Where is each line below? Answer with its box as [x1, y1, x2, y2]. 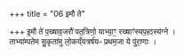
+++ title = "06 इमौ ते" [9, 9, 86, 19]
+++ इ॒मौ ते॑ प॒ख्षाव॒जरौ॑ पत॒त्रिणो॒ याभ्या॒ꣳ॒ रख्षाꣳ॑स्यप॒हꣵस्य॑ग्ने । [9, 27, 176, 36]
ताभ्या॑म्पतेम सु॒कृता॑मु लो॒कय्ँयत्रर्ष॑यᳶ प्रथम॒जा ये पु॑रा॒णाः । [9, 36, 157, 46]
